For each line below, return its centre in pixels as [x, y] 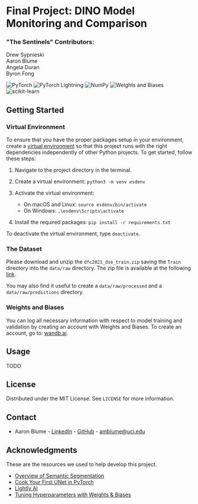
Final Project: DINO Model [70, 11]
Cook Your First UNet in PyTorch [54, 482]
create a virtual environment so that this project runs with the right [87, 146]
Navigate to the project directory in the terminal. [73, 170]
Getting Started [35, 110]
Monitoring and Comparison [77, 23]
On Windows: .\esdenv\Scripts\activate [74, 211]
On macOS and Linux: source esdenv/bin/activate [85, 205]
